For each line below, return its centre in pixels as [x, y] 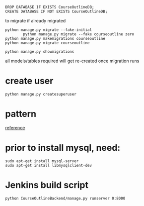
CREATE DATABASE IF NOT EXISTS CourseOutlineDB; [56, 11]
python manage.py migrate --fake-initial [49, 30]
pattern [21, 114]
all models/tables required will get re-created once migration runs [72, 61]
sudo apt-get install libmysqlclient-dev [49, 165]
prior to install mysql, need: [63, 148]
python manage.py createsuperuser [41, 94]
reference [15, 127]
